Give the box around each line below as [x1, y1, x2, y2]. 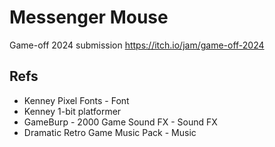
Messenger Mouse [9, 6, 169, 29]
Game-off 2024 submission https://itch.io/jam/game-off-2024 [9, 39, 265, 51]
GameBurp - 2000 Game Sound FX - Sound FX [23, 116, 218, 128]
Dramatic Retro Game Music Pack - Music [23, 126, 197, 138]
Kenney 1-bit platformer [23, 105, 122, 117]
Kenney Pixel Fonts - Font [23, 94, 130, 106]
